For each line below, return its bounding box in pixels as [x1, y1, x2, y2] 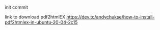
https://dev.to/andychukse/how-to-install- [66, 14, 155, 19]
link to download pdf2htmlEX [5, 14, 66, 19]
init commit [5, 4, 29, 10]
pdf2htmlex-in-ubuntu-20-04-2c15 [5, 19, 78, 25]
